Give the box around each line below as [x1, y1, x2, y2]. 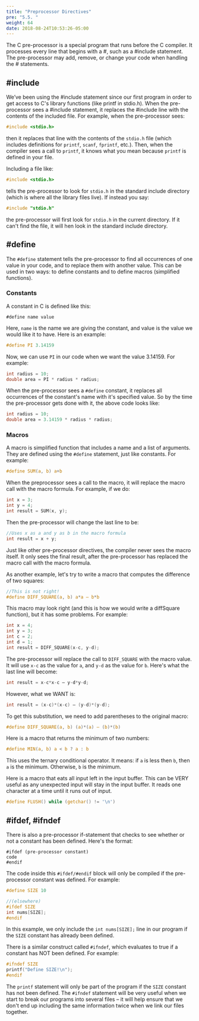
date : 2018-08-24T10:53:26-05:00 [6, 25, 89, 31]
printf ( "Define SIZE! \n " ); [6, 967, 73, 973]
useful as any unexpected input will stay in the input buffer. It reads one [6, 781, 181, 788]
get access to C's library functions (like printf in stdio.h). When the [6, 100, 169, 107]
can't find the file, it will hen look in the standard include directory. [6, 222, 168, 229]
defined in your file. [6, 153, 54, 160]
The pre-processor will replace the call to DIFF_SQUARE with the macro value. [6, 655, 192, 663]
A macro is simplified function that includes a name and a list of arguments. [6, 444, 191, 452]
